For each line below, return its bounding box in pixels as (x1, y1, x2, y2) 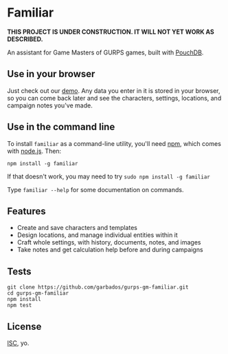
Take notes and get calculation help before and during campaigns (16, 246, 204, 254)
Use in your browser (7, 68, 95, 80)
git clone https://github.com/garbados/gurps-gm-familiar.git (7, 284, 189, 291)
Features (7, 205, 46, 217)
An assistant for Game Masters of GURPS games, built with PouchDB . (7, 48, 204, 56)
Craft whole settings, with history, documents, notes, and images (16, 238, 201, 247)
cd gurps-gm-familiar (7, 290, 69, 297)
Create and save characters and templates (16, 224, 137, 232)
